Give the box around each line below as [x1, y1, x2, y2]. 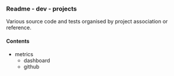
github [23, 63, 40, 70]
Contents [6, 37, 30, 44]
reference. [6, 24, 31, 31]
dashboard [23, 57, 50, 64]
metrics [14, 50, 34, 57]
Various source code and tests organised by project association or [6, 18, 168, 25]
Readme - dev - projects [6, 5, 77, 13]
